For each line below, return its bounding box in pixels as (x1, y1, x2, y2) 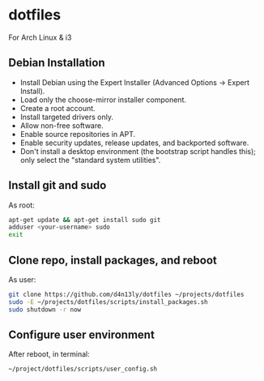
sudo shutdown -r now (8, 306, 82, 314)
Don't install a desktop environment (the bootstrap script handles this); (19, 146, 257, 156)
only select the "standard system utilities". (19, 155, 161, 165)
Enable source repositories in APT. (19, 129, 136, 139)
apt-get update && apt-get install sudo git (8, 216, 161, 224)
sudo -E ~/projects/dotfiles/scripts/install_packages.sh (8, 298, 208, 306)
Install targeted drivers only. (19, 112, 113, 122)
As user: (8, 275, 36, 285)
